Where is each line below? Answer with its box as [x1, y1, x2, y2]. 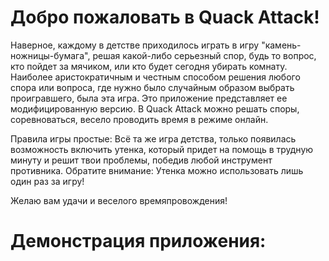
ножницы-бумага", [10, 49, 91, 61]
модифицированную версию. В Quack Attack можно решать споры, [10, 102, 300, 115]
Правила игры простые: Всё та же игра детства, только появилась [10, 132, 297, 145]
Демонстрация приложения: [10, 230, 267, 253]
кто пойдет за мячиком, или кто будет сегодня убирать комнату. [10, 60, 288, 72]
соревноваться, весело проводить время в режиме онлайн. [10, 113, 269, 125]
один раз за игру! [10, 175, 85, 187]
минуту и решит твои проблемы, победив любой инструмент [10, 154, 273, 166]
